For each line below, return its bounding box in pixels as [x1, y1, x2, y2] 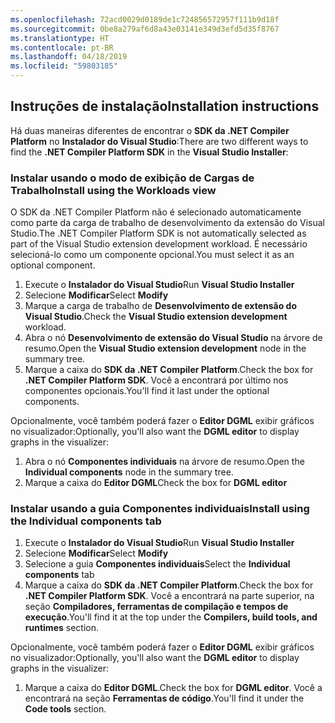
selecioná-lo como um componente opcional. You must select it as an [10, 249, 295, 261]
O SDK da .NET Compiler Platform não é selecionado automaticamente [10, 206, 302, 218]
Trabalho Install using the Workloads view [10, 183, 217, 197]
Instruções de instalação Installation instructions [10, 98, 320, 115]
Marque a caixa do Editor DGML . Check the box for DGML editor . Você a [24, 682, 323, 694]
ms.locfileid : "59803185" [10, 61, 118, 71]
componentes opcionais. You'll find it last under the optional [24, 385, 270, 397]
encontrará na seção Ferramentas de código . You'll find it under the [24, 692, 305, 705]
